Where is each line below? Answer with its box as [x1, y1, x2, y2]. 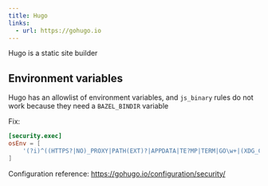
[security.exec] [8, 133, 62, 140]
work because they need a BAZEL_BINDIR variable [8, 101, 169, 111]
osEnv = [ [8, 140, 41, 148]
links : [8, 19, 30, 27]
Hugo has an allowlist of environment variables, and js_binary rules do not [8, 93, 254, 102]
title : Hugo [8, 11, 48, 20]
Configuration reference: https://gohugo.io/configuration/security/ [8, 168, 226, 178]
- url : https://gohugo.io [15, 26, 102, 34]
